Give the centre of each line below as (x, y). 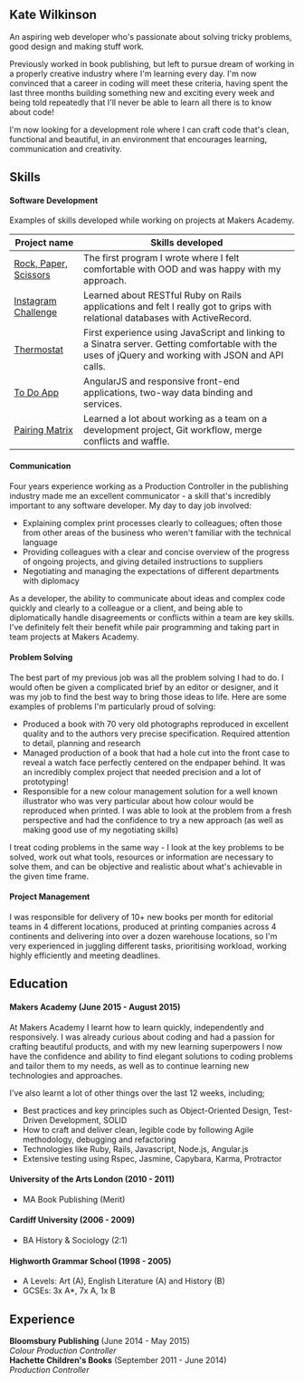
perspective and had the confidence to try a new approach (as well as (153, 820)
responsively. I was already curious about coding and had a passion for (142, 1037)
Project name (44, 243)
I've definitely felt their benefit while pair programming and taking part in (144, 627)
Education (39, 984)
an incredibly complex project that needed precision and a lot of (142, 772)
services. (102, 404)
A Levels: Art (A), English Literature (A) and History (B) (124, 1281)
